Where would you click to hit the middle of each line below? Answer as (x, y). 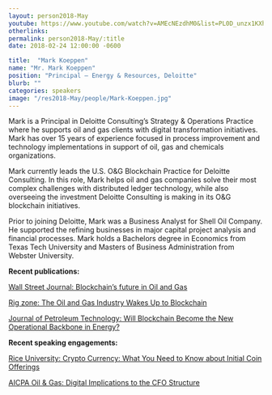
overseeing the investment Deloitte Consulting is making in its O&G (120, 197)
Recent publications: (44, 271)
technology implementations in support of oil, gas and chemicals (116, 147)
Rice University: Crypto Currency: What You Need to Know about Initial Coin (135, 359)
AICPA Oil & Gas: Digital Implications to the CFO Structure (104, 383)
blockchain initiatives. (45, 206)
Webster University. (41, 256)
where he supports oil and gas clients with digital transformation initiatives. (133, 130)
